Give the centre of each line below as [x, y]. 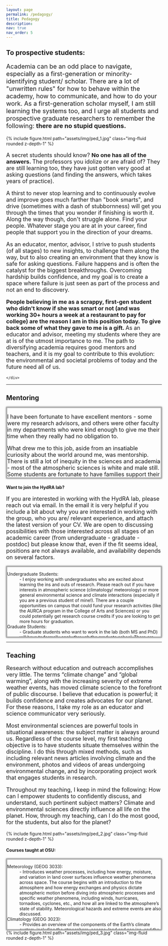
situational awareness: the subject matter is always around [83, 732]
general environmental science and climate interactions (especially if [89, 595]
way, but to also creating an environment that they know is [83, 257]
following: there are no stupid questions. [66, 126]
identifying [21, 81]
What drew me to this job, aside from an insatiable [73, 448]
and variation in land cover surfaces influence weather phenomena [87, 877]
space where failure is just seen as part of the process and [83, 284]
